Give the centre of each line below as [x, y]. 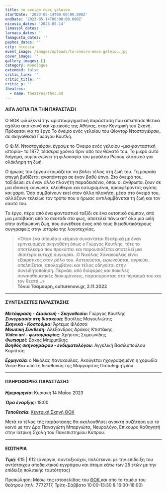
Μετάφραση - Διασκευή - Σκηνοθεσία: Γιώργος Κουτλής [65, 313]
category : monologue [27, 65]
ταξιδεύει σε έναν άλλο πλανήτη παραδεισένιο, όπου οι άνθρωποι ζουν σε [83, 182]
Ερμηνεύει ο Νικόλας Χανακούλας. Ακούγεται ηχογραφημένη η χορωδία [81, 360]
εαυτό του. [16, 203]
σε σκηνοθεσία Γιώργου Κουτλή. [39, 136]
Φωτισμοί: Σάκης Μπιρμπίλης [37, 340]
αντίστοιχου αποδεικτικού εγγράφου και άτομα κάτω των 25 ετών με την [81, 465]
